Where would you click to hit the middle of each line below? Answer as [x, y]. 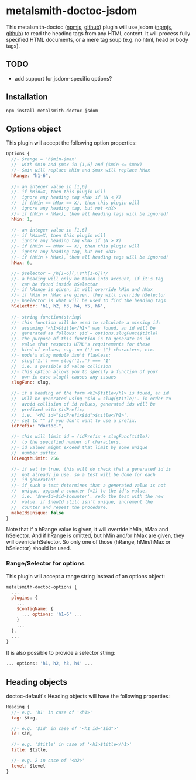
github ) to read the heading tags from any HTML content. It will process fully [98, 33]
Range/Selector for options [45, 564]
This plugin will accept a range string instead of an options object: [86, 576]
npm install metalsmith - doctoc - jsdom [52, 111]
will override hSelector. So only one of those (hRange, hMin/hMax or [88, 542]
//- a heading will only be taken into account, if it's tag [87, 279]
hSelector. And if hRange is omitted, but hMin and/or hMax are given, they [95, 535]
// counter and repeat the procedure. [60, 507]
